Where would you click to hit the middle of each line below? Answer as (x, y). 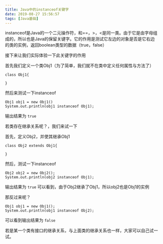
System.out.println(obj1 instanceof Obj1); (50, 106)
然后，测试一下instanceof (31, 164)
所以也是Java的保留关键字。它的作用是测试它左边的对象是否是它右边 (86, 39)
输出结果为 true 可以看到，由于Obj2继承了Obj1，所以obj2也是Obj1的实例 (77, 187)
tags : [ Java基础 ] (22, 18)
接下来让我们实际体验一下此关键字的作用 (45, 55)
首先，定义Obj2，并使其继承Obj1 (38, 137)
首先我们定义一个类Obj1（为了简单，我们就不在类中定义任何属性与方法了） (80, 65)
